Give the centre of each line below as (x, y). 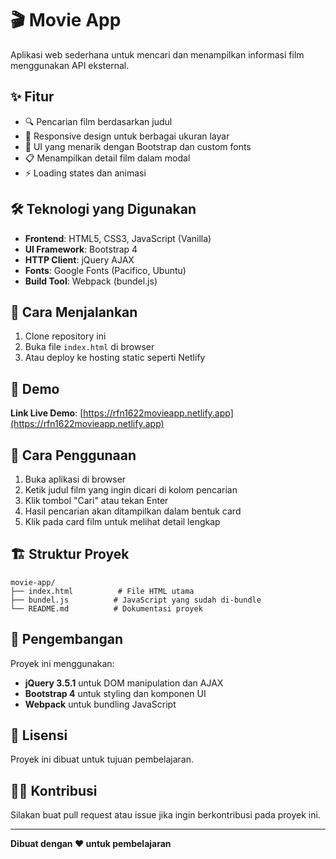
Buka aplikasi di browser (75, 479)
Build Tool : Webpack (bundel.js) (91, 281)
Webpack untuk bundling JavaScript (100, 704)
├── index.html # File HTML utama (102, 591)
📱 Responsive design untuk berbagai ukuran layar (127, 136)
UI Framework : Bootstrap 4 (81, 249)
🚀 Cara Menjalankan (74, 312)
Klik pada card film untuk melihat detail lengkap (122, 521)
